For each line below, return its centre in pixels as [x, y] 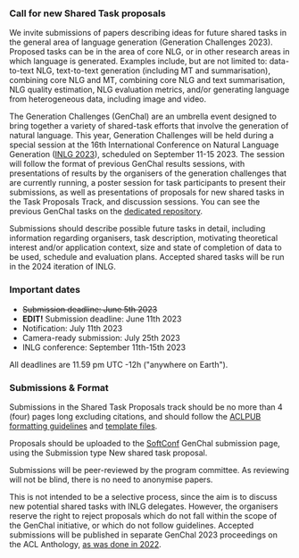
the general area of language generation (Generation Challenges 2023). [141, 42]
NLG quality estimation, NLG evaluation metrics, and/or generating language [149, 90]
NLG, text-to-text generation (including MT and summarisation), [153, 71]
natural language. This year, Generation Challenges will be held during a [141, 136]
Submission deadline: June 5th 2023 [90, 309]
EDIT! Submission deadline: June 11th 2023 [102, 319]
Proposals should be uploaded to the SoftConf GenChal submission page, [145, 443]
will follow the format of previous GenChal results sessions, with [127, 164]
